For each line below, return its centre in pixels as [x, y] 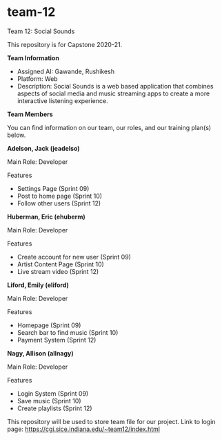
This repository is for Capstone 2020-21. [65, 44]
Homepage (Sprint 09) [49, 325]
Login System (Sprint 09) [53, 393]
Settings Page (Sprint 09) [53, 188]
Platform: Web [37, 79]
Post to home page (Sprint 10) [59, 196]
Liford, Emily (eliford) [38, 285]
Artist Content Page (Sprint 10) [61, 264]
